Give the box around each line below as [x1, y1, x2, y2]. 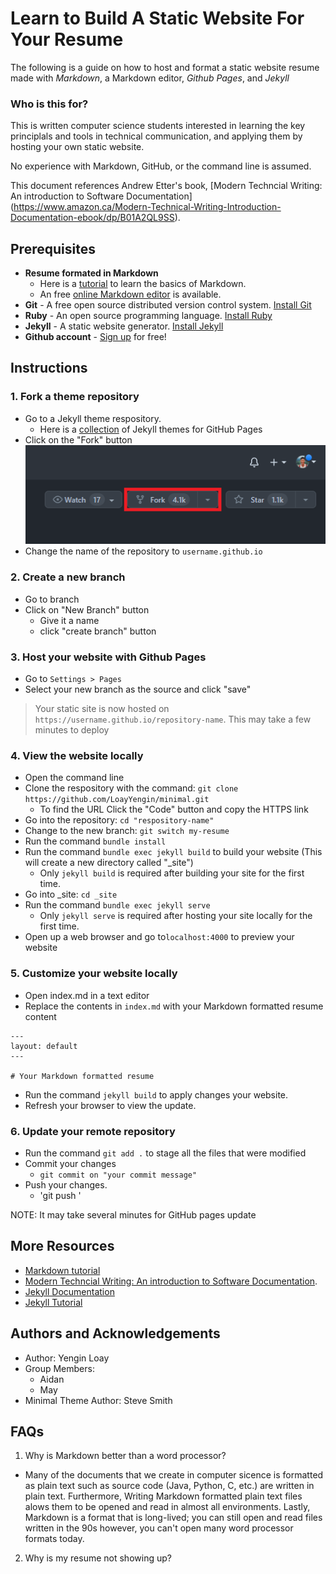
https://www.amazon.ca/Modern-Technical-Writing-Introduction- [13, 201, 282, 213]
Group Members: [24, 1362, 95, 1374]
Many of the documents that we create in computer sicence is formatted [24, 1469, 324, 1481]
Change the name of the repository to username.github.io [24, 545, 263, 557]
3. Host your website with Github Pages [10, 650, 207, 664]
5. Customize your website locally [10, 967, 178, 981]
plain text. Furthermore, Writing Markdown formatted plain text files [24, 1490, 303, 1502]
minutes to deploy [34, 724, 110, 736]
